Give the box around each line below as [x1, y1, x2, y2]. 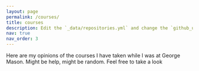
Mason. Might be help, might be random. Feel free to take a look [6, 58, 163, 65]
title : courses [6, 19, 44, 25]
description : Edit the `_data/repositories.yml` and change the [6, 25, 168, 31]
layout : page [6, 8, 38, 15]
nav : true [6, 31, 31, 36]
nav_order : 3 [6, 36, 38, 42]
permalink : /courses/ [6, 14, 60, 20]
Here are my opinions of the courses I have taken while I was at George [6, 52, 181, 59]
